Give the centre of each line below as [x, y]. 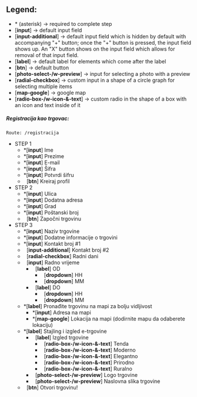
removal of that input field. [46, 55]
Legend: [21, 10]
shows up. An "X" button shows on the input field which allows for [95, 49]
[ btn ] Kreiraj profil [48, 181]
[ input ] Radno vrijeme [53, 262]
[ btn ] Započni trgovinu [54, 218]
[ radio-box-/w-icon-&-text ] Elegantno [91, 356]
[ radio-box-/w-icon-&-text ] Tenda [86, 343]
